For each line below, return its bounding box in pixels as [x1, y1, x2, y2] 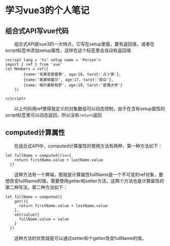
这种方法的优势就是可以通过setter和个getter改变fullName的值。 [14, 235, 147, 241]
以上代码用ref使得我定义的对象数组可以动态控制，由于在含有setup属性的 [14, 105, 165, 112]
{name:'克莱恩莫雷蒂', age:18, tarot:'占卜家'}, [23, 72, 121, 77]
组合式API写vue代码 [5, 26, 69, 35]
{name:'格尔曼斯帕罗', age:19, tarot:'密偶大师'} [23, 83, 123, 88]
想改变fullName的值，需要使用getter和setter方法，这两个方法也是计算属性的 [5, 178, 164, 184]
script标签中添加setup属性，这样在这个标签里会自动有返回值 [5, 47, 131, 53]
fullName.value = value [18, 216, 70, 222]
